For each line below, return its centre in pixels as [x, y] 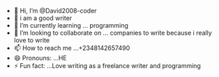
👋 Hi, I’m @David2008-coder [55, 11]
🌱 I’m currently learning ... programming [71, 25]
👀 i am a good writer [43, 18]
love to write [32, 40]
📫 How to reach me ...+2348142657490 [72, 48]
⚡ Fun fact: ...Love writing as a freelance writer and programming [107, 66]
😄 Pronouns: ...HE [40, 58]
